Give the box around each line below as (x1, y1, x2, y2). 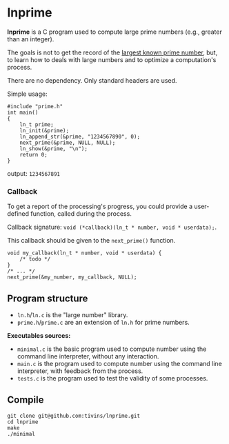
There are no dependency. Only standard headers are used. (7, 76, 177, 84)
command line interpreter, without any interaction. (17, 352, 159, 361)
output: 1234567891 (7, 169, 61, 177)
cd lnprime (7, 418, 39, 425)
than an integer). (7, 34, 54, 43)
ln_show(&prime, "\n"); (19, 145, 88, 152)
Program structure (7, 292, 88, 304)
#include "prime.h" (7, 103, 63, 110)
